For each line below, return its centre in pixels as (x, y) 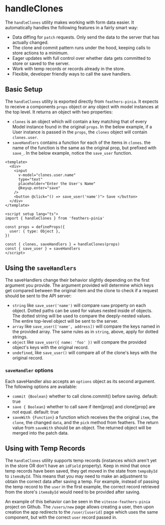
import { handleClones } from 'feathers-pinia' (55, 218)
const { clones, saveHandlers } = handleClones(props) (63, 244)
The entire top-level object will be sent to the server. (65, 321)
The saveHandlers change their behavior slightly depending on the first (77, 280)
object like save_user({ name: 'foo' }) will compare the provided (79, 342)
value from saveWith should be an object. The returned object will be (82, 428)
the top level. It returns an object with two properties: (59, 112)
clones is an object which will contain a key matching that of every (79, 121)
